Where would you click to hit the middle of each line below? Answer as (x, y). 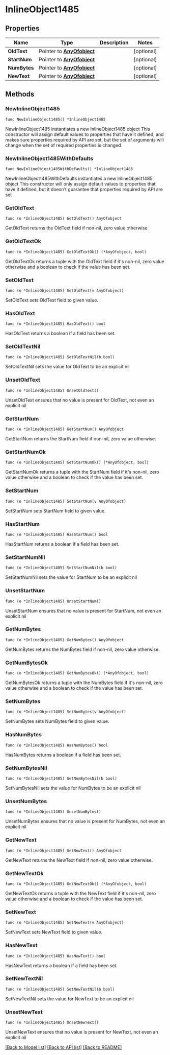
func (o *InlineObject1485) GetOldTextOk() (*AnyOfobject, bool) (76, 252)
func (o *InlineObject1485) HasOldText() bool (55, 324)
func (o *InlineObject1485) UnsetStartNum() (53, 601)
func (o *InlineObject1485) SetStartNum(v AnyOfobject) (66, 501)
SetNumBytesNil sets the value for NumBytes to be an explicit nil (73, 788)
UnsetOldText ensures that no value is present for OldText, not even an (80, 400)
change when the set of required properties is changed (63, 145)
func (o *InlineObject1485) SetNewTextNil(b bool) (60, 989)
